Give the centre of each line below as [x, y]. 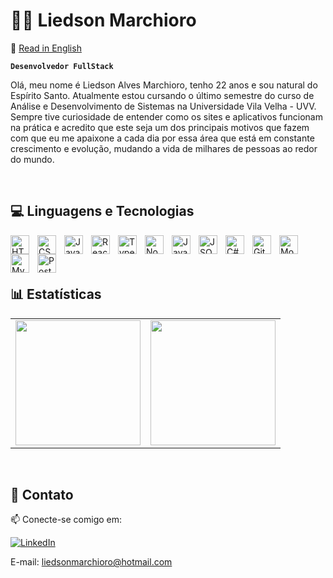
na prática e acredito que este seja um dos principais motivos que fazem [160, 127]
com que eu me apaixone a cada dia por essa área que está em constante [162, 138]
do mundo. [32, 159]
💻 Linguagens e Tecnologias [102, 211]
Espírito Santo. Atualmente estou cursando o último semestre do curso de [162, 95]
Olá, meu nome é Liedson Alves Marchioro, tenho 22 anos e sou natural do [164, 85]
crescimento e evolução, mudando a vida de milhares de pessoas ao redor [164, 148]
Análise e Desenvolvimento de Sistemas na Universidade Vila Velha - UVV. [163, 106]
